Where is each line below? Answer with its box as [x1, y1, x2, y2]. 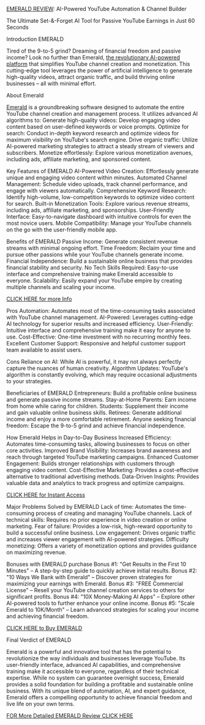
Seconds [6, 24, 29, 31]
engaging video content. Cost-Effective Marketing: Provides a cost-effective [6, 467, 199, 473]
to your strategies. [6, 378, 53, 385]
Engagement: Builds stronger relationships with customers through [6, 460, 175, 467]
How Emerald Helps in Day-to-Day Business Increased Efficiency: [6, 434, 172, 441]
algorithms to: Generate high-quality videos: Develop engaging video [6, 116, 181, 124]
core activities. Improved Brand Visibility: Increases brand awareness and [6, 447, 192, 454]
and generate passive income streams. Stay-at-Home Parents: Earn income [6, 396, 197, 403]
